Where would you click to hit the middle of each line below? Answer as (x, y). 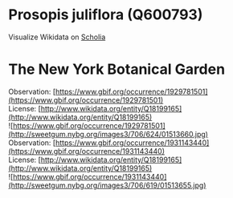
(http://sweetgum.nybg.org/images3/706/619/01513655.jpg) (107, 185)
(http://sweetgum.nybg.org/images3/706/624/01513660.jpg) (108, 134)
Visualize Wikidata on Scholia (57, 37)
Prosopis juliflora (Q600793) (106, 15)
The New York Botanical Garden (117, 69)
